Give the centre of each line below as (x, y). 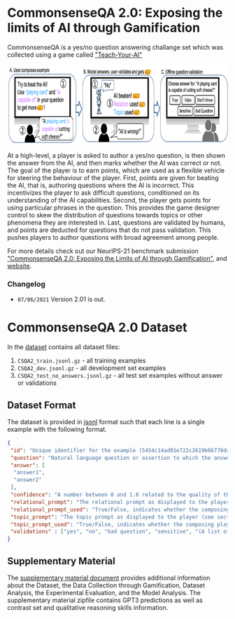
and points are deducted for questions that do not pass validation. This (109, 230)
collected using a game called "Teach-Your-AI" (75, 55)
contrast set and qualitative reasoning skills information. (88, 608)
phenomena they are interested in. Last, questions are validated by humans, (116, 222)
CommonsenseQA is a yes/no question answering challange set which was (115, 47)
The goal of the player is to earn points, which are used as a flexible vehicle (116, 170)
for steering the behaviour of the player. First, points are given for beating (113, 177)
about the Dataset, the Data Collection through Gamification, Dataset (106, 585)
